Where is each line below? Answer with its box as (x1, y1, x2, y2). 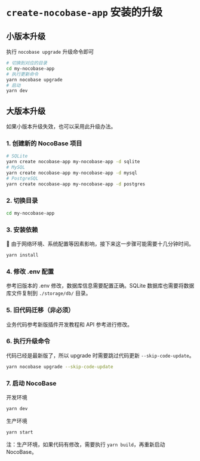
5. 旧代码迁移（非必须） (6, 306, 75, 315)
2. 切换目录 (6, 196, 38, 204)
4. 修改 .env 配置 (6, 267, 54, 276)
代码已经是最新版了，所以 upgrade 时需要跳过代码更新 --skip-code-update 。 (6, 352, 195, 359)
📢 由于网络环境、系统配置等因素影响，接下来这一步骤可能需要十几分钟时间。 (6, 240, 195, 248)
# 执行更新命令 (6, 71, 39, 77)
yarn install (6, 252, 39, 258)
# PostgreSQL (6, 175, 39, 181)
